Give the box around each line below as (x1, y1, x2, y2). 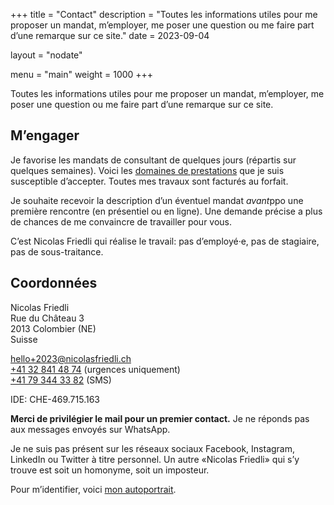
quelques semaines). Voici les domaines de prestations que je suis (10, 164, 285, 176)
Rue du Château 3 (10, 312, 85, 324)
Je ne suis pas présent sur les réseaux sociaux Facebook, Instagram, (10, 442, 296, 454)
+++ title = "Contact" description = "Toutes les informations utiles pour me (10, 9, 318, 20)
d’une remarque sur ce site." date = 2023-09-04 (10, 30, 210, 41)
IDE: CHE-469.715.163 (10, 393, 101, 405)
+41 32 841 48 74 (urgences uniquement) (10, 363, 181, 375)
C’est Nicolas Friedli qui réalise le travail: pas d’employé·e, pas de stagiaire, (10, 235, 320, 247)
